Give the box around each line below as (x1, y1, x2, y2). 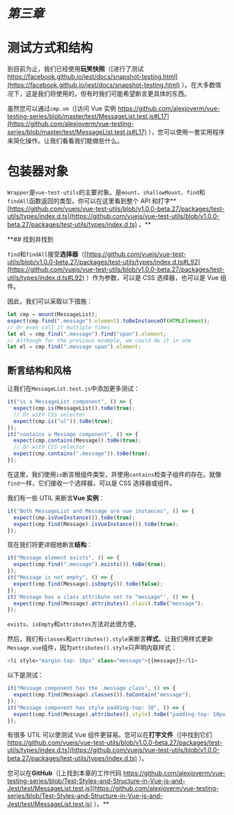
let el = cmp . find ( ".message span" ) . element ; (7, 343, 141, 350)
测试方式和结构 (7, 40, 93, 56)
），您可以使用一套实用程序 (148, 128, 225, 136)
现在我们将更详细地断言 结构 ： (7, 541, 93, 549)
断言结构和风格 (7, 364, 72, 376)
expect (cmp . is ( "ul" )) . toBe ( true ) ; (13, 417, 114, 425)
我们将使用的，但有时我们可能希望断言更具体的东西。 (37, 89, 190, 98)
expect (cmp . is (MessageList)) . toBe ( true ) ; (13, 405, 136, 412)
